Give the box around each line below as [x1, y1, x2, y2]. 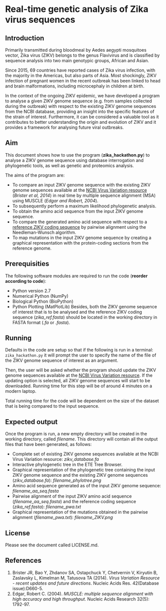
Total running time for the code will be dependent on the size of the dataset [5, 398, 160, 404]
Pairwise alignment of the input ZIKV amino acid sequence [12, 493, 132, 499]
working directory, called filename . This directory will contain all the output [5, 436, 158, 442]
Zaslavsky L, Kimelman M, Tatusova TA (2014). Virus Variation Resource [12, 575, 160, 581]
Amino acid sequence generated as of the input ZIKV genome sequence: [12, 483, 161, 489]
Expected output [5, 418, 58, 426]
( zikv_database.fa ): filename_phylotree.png [12, 477, 102, 483]
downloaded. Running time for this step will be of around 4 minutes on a [5, 383, 152, 389]
